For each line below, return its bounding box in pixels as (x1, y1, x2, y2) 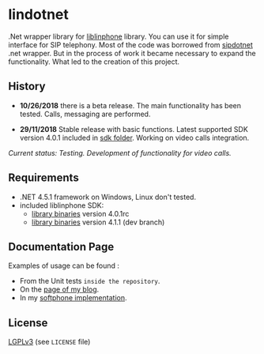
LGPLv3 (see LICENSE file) (8, 337, 91, 347)
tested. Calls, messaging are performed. (19, 109, 151, 119)
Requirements (8, 171, 79, 185)
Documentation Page (8, 239, 115, 254)
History (8, 80, 46, 93)
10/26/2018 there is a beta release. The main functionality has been (19, 100, 241, 110)
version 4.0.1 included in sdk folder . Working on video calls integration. (19, 133, 250, 142)
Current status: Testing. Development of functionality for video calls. (8, 148, 232, 157)
